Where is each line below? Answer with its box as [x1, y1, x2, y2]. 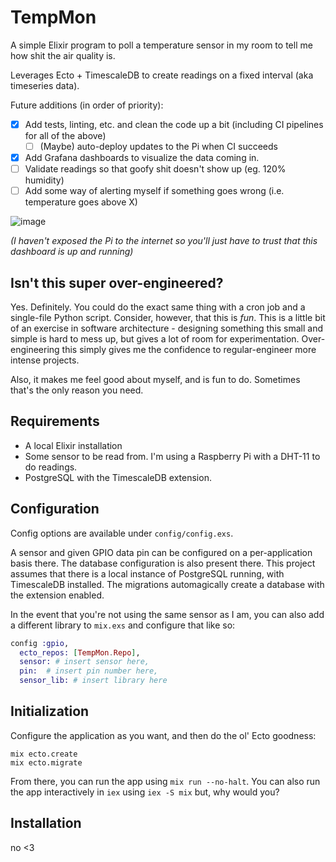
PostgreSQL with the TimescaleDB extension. [24, 471, 212, 483]
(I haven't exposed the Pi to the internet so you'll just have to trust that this [10, 235, 318, 247]
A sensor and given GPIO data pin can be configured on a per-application [10, 546, 313, 558]
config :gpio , [10, 638, 70, 648]
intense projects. [10, 354, 80, 366]
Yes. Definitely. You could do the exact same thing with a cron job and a [10, 301, 306, 313]
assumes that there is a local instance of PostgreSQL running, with [10, 567, 285, 580]
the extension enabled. [10, 589, 105, 601]
